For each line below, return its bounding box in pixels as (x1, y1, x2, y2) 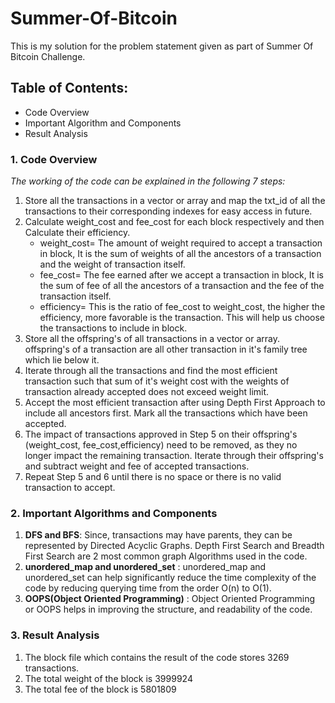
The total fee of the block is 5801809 (24, 683, 177, 695)
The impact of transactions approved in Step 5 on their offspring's (24, 428, 298, 441)
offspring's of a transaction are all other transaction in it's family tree (24, 343, 308, 356)
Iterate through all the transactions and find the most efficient (24, 365, 278, 377)
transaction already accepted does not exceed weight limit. (24, 386, 270, 398)
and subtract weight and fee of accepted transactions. (24, 460, 250, 472)
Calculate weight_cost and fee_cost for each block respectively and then (24, 216, 325, 228)
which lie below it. (24, 354, 100, 366)
